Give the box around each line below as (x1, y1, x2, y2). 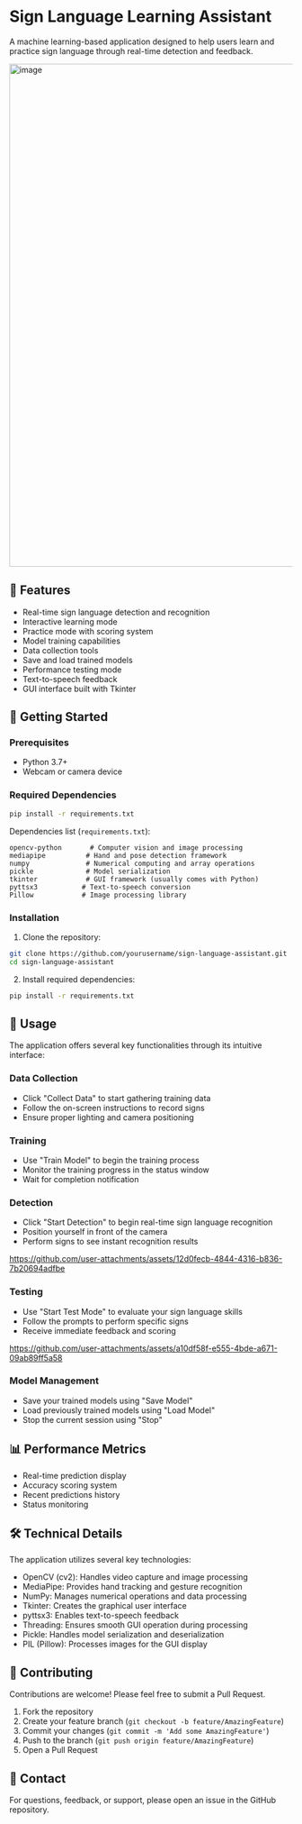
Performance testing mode (22, 664, 122, 675)
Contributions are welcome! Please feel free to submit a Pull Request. (9, 1689, 266, 1700)
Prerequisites (9, 736, 69, 749)
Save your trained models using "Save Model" (22, 1395, 193, 1406)
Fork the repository (22, 1706, 94, 1718)
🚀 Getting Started (9, 709, 109, 725)
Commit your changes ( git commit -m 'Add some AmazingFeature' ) (22, 1726, 270, 1737)
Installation (9, 911, 60, 924)
